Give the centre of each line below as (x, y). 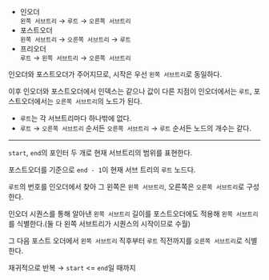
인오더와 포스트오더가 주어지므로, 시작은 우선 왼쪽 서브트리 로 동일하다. (115, 74)
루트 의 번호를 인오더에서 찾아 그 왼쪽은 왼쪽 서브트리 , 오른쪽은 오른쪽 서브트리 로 (126, 187)
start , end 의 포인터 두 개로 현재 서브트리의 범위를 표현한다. (100, 153)
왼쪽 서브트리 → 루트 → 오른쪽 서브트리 (75, 21)
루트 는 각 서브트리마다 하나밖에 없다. (76, 118)
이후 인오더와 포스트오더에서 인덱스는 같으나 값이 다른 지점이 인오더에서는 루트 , (130, 91)
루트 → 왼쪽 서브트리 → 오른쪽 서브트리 (75, 58)
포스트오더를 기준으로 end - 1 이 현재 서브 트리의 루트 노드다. (102, 170)
